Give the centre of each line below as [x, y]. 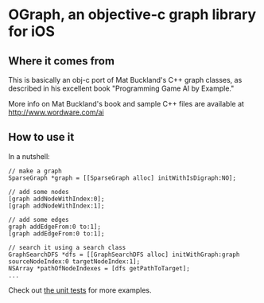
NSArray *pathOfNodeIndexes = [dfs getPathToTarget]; [99, 268]
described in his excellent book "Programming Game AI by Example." [121, 88]
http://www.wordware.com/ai [56, 112]
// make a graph [35, 171]
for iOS [32, 31]
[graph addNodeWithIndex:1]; [56, 206]
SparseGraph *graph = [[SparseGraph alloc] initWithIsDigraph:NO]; [122, 178]
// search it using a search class [67, 247]
